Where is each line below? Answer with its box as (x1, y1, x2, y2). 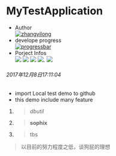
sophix (29, 120, 48, 127)
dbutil (29, 108, 44, 115)
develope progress (14, 36, 62, 44)
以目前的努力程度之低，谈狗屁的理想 (20, 143, 111, 151)
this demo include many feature (14, 96, 93, 103)
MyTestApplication (6, 4, 103, 18)
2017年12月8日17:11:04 (6, 71, 62, 78)
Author (14, 24, 32, 31)
